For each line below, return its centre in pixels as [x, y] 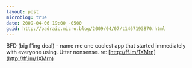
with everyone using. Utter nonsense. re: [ [58, 52]
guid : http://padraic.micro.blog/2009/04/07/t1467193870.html [86, 29]
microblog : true [26, 17]
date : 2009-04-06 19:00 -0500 [44, 23]
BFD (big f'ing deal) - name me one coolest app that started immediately [96, 46]
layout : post [23, 12]
